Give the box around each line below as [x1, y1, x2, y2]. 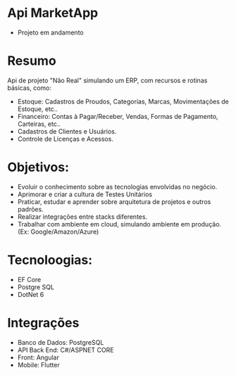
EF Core [17, 275, 42, 284]
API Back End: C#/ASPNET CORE [17, 345, 114, 354]
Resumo [7, 53, 56, 69]
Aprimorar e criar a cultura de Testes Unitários [17, 190, 153, 198]
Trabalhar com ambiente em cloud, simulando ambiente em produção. [17, 220, 222, 228]
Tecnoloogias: [7, 252, 93, 268]
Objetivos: [7, 160, 69, 175]
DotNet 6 [17, 290, 44, 298]
